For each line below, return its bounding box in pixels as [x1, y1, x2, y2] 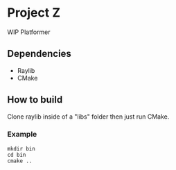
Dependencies [7, 48, 71, 60]
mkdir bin [7, 145, 36, 152]
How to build [7, 94, 63, 105]
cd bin [7, 151, 26, 158]
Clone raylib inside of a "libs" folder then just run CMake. [7, 112, 170, 121]
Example [7, 130, 37, 139]
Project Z [7, 5, 61, 21]
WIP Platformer [7, 28, 51, 36]
